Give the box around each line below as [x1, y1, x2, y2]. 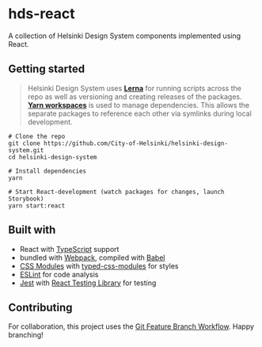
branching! [8, 330, 44, 340]
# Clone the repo [8, 132, 66, 140]
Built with [8, 223, 56, 237]
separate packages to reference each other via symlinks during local [27, 109, 252, 118]
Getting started [8, 63, 85, 76]
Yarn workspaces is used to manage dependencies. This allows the [27, 100, 250, 109]
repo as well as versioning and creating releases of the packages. [27, 92, 243, 101]
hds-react [8, 5, 75, 23]
